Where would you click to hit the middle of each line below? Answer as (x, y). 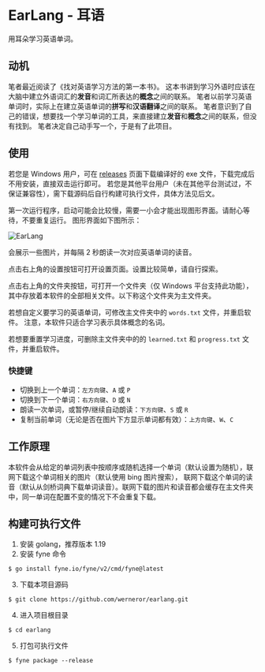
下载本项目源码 (44, 584)
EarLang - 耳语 (56, 15)
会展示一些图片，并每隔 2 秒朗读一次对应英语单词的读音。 (102, 252)
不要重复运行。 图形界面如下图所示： (82, 220)
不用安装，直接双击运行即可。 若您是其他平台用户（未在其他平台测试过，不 (130, 183)
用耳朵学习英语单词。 (43, 39)
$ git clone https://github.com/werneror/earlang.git (99, 599)
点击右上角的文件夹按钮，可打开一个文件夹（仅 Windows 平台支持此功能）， (131, 286)
